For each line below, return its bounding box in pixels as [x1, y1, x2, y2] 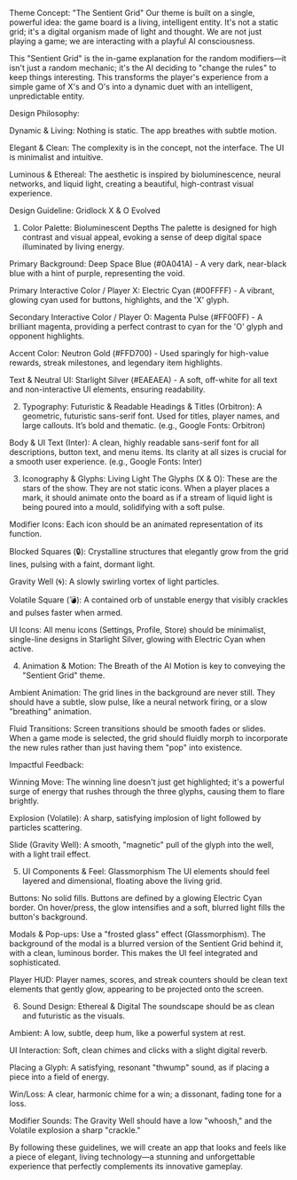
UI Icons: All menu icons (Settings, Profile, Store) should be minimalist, [9, 625, 267, 634]
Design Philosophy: [9, 108, 80, 118]
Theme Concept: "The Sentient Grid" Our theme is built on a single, [9, 8, 255, 18]
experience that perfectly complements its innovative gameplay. [9, 1161, 244, 1171]
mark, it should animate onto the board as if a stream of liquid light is [21, 492, 273, 503]
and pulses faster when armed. [9, 608, 123, 618]
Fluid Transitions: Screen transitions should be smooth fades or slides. [9, 723, 266, 734]
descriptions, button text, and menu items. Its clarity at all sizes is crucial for [9, 447, 287, 457]
